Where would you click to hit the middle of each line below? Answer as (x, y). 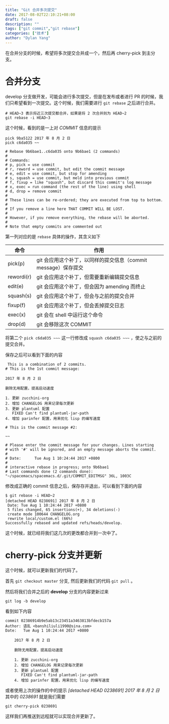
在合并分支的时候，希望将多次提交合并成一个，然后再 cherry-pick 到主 (78, 53)
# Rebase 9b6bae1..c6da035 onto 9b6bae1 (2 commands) (63, 151)
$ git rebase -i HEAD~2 (30, 495)
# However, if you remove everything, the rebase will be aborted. (77, 217)
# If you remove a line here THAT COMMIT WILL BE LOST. (65, 209)
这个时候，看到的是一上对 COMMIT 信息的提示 (53, 128)
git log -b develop (26, 601)
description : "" (22, 24)
